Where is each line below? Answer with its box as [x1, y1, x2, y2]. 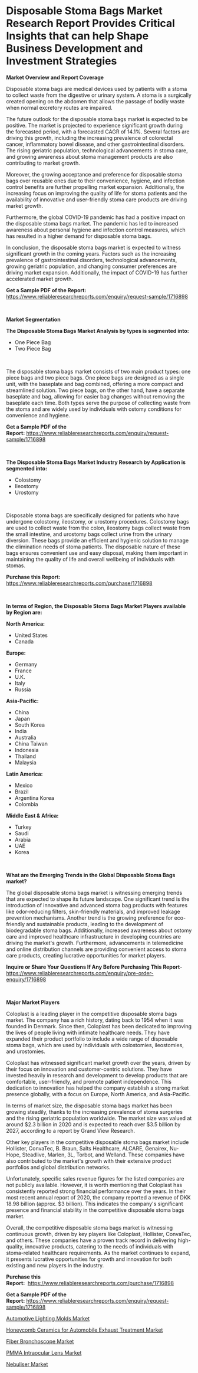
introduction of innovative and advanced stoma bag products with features [6, 901, 187, 908]
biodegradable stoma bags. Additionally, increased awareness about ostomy [6, 927, 192, 934]
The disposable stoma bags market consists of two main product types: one [6, 368, 191, 375]
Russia [14, 686, 31, 693]
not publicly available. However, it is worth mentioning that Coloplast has [6, 1181, 183, 1188]
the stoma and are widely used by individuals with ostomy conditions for [6, 406, 181, 413]
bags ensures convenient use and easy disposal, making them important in [6, 549, 188, 556]
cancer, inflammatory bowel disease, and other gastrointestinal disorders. [6, 140, 185, 148]
